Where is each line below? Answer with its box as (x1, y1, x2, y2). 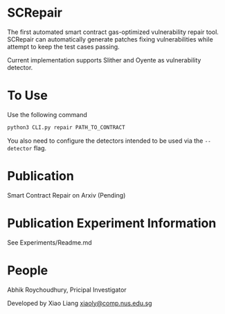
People (7, 262, 48, 278)
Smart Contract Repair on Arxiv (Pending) (7, 191, 126, 199)
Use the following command (7, 110, 88, 119)
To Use (7, 88, 48, 103)
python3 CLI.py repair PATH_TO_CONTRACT (7, 123, 126, 131)
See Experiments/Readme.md (7, 238, 92, 247)
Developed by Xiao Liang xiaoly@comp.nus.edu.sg (7, 299, 152, 307)
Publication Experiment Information (7, 215, 217, 231)
